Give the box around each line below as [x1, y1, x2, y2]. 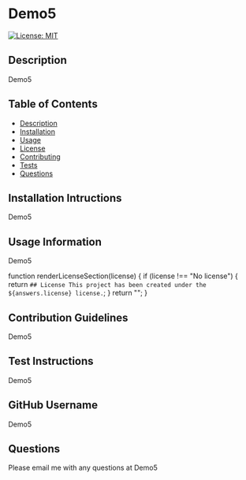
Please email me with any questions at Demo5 [8, 463, 158, 473]
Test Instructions [8, 355, 94, 368]
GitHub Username [8, 399, 99, 412]
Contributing [19, 151, 61, 162]
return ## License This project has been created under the [8, 280, 207, 289]
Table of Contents [8, 98, 99, 111]
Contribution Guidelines [8, 311, 129, 324]
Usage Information [8, 235, 102, 248]
